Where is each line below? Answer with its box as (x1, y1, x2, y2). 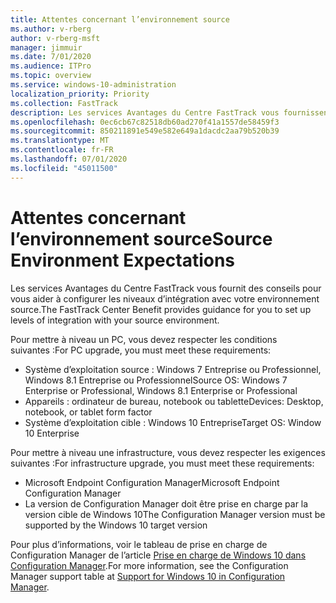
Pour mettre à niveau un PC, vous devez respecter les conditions (10, 333, 278, 345)
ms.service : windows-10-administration (10, 80, 177, 90)
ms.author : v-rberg (10, 24, 92, 34)
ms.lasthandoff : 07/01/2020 (10, 154, 128, 164)
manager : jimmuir (10, 42, 83, 53)
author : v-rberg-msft (10, 33, 101, 43)
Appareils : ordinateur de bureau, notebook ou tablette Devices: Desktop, (24, 395, 324, 407)
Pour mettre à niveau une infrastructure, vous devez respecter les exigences (10, 446, 326, 458)
